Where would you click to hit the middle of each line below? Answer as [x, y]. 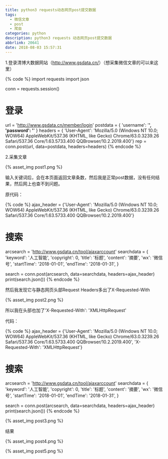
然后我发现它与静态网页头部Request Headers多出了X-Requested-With [77, 290]
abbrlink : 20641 [22, 43]
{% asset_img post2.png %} [34, 300]
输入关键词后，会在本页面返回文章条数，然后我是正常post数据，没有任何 [80, 177]
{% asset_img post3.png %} [34, 421]
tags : [11, 15]
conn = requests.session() [32, 88]
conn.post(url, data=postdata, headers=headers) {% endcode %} [73, 146]
